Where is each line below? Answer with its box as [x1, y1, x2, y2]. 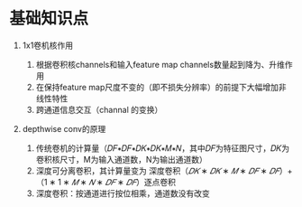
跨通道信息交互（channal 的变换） [35, 104, 163, 115]
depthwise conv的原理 [22, 123, 106, 134]
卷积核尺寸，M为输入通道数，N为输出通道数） [35, 154, 207, 165]
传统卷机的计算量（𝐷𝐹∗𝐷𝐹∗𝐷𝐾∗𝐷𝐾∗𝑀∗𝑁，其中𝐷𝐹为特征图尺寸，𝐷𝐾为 [35, 142, 290, 154]
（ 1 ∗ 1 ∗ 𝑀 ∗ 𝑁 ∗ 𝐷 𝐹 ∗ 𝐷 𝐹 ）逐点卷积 [35, 176, 177, 187]
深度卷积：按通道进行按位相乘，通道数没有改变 [35, 187, 210, 199]
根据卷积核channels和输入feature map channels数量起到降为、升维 [35, 59, 286, 70]
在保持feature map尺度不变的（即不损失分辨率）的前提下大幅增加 [35, 81, 279, 92]
